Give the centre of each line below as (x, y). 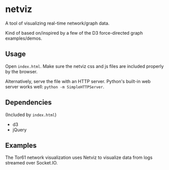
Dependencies (28, 102)
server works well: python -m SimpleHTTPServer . (55, 87)
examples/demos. (24, 38)
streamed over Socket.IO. (31, 163)
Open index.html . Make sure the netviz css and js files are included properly (84, 66)
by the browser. (21, 71)
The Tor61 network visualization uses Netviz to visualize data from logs (79, 157)
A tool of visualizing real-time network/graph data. (57, 23)
